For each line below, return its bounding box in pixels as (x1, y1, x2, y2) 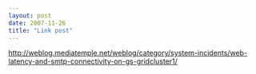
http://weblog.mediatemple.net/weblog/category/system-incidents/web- (8, 49, 248, 58)
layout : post (8, 11, 52, 20)
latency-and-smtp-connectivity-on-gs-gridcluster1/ (8, 56, 178, 66)
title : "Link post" (8, 26, 74, 34)
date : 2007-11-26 (8, 19, 66, 27)
